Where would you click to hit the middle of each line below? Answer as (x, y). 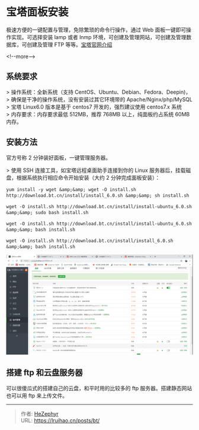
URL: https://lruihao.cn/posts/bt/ (60, 420)
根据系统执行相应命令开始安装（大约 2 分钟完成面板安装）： (88, 177)
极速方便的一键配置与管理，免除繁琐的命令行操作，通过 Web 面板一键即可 (96, 30)
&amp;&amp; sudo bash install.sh (47, 212)
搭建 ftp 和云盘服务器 (44, 373)
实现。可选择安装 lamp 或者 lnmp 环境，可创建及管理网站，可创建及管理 (99, 37)
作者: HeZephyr (40, 413)
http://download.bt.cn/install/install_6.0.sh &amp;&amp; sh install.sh (98, 195)
